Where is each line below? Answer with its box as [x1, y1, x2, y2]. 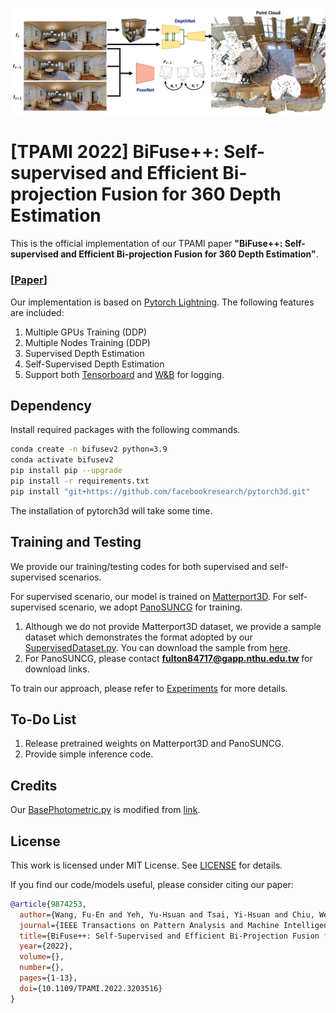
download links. [24, 663, 90, 675]
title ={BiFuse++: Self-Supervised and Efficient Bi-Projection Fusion [19, 931, 320, 941]
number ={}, [19, 963, 65, 973]
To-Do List [10, 711, 77, 728]
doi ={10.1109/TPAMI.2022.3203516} [19, 983, 163, 993]
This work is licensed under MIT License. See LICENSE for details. [10, 859, 283, 871]
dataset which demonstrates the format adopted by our [24, 631, 253, 643]
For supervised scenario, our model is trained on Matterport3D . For [10, 590, 287, 602]
